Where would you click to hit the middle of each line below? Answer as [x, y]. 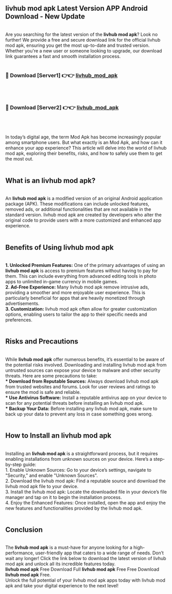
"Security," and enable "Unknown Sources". [52, 475]
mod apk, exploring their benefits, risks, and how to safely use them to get [84, 153]
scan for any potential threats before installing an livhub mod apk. [75, 403]
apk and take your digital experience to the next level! [62, 586]
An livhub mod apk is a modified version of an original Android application [84, 199]
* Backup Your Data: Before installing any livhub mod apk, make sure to [81, 408]
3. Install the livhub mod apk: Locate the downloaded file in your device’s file [86, 492]
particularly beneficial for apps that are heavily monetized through [75, 298]
